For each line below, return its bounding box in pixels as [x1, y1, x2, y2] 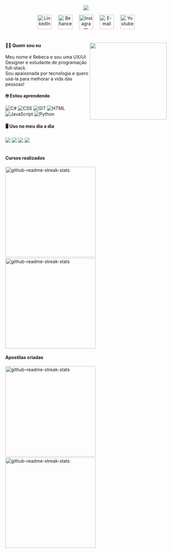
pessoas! [5, 81, 25, 87]
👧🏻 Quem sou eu [5, 43, 41, 49]
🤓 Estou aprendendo [5, 93, 50, 99]
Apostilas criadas [5, 354, 44, 361]
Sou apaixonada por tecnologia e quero [5, 70, 89, 76]
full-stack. [5, 65, 27, 71]
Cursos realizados [5, 154, 45, 161]
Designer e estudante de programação [5, 59, 87, 65]
